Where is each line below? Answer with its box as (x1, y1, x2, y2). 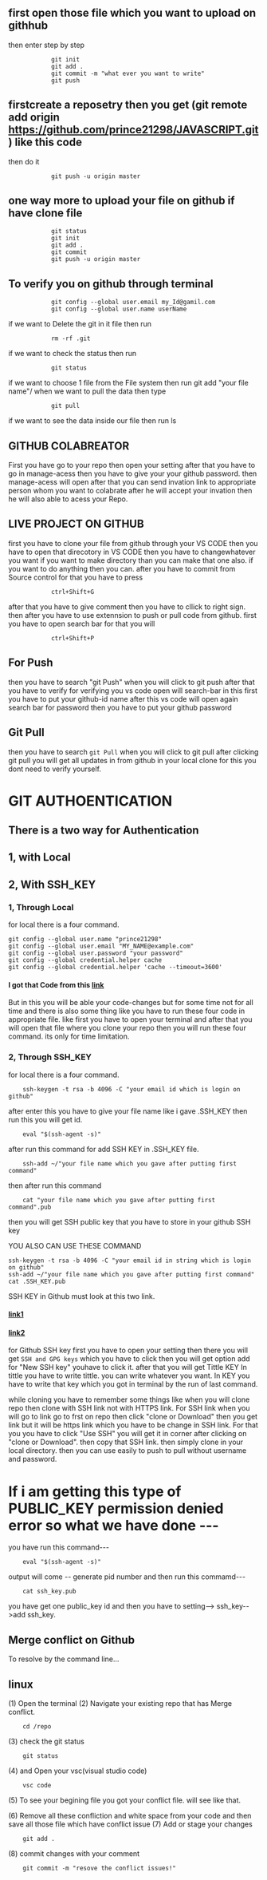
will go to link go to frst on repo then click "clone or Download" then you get (8, 1412, 257, 1422)
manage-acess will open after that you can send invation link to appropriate (8, 477, 257, 487)
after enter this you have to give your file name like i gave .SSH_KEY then (8, 1106, 248, 1116)
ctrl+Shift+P (50, 634, 94, 642)
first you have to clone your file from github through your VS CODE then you (8, 538, 258, 548)
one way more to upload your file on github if (8, 194, 235, 208)
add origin (8, 111, 60, 125)
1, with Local (8, 850, 71, 865)
